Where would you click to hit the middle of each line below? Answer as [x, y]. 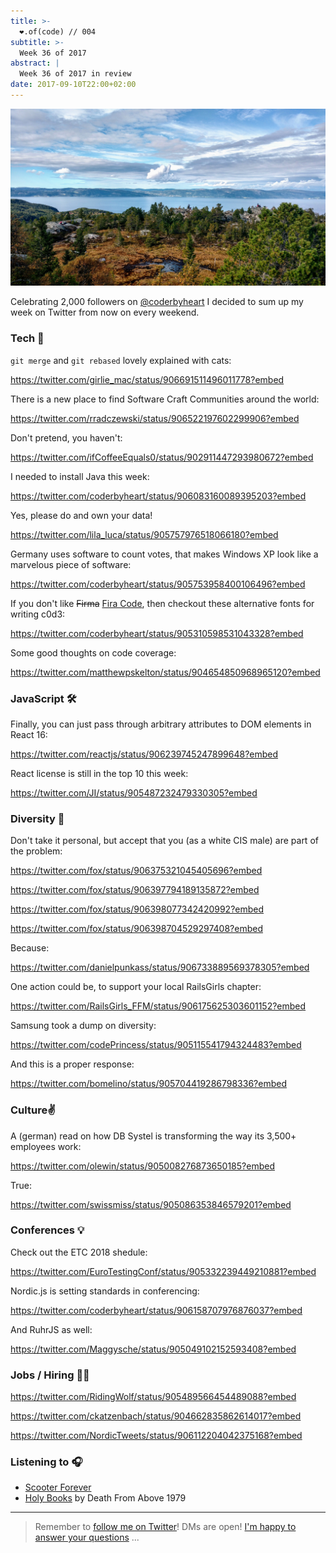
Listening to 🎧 [46, 1462]
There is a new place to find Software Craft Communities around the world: [165, 399]
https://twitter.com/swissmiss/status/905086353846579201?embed [151, 1204]
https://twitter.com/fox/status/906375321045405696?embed [136, 871]
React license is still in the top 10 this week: [99, 773]
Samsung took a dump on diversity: [83, 1026]
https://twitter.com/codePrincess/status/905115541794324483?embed [156, 1045]
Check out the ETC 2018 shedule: [79, 1252]
